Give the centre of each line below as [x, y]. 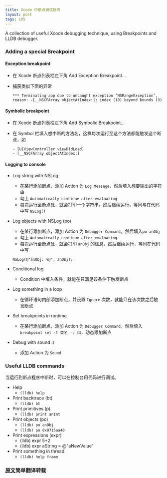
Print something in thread [38, 451]
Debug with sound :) [33, 342]
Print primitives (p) [31, 409]
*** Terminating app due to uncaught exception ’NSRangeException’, [85, 96]
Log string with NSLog [35, 175]
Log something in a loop [37, 289]
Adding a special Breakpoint [40, 52]
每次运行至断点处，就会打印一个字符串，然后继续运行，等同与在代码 [90, 204]
